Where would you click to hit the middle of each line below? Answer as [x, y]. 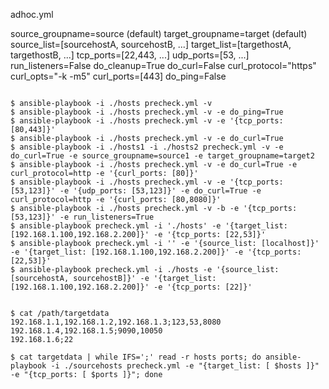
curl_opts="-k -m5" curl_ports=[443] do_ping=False [118, 76]
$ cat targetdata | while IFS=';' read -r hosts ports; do [136, 357]
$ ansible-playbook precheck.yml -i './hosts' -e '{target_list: [149, 226]
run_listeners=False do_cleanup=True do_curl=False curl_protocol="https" [163, 65]
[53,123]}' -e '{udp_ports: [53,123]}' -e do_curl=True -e [136, 191]
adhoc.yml [32, 14]
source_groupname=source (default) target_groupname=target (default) [159, 33]
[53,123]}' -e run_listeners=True [82, 217]
